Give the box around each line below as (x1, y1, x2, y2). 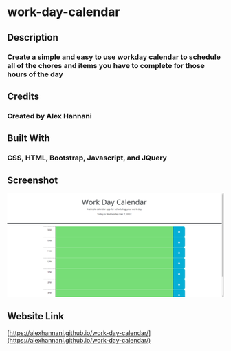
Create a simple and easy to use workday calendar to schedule (7, 52, 221, 62)
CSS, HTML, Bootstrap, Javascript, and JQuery (7, 153, 167, 162)
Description (7, 32, 58, 43)
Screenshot (7, 174, 58, 186)
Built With (7, 132, 50, 145)
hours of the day (7, 70, 63, 79)
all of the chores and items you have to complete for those (7, 61, 205, 70)
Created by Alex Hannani (7, 111, 92, 120)
